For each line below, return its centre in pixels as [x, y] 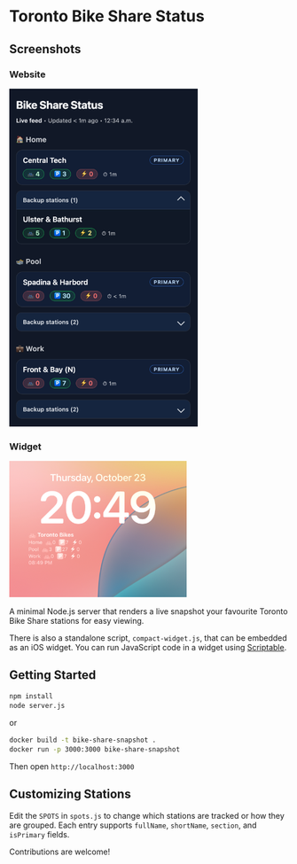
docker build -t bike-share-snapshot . [83, 740]
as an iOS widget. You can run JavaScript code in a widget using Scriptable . [148, 647]
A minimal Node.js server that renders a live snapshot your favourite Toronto [148, 611]
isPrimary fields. [39, 834]
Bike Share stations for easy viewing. [77, 620]
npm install [31, 697]
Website [27, 74]
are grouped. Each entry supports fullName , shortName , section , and [133, 825]
